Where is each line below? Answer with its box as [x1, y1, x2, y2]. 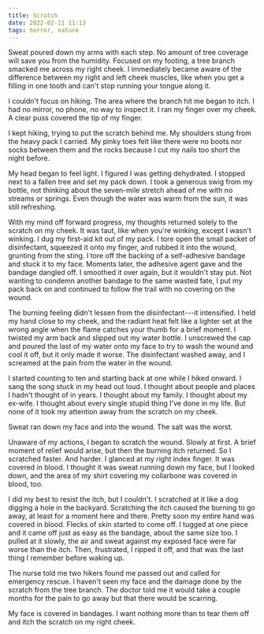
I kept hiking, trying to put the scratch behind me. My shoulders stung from [8, 128, 252, 138]
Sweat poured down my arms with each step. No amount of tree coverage [8, 48, 249, 57]
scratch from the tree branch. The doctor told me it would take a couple [8, 585, 240, 595]
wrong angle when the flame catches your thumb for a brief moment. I [8, 324, 236, 335]
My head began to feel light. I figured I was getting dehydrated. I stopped [8, 169, 246, 178]
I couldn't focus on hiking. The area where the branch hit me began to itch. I [8, 96, 255, 106]
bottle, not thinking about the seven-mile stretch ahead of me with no [8, 186, 233, 195]
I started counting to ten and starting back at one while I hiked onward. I [8, 373, 242, 383]
